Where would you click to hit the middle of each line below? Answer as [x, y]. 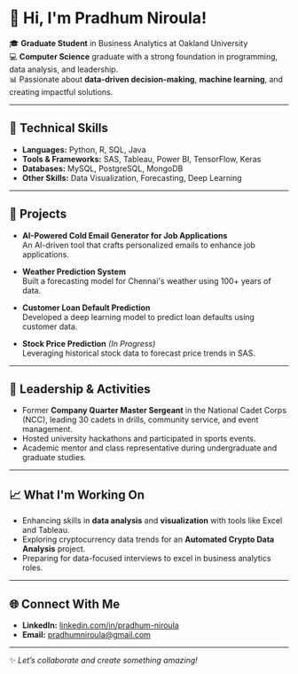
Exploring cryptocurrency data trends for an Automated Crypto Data [148, 539]
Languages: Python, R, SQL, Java [84, 149]
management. [47, 429]
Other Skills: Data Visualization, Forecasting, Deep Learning [132, 177]
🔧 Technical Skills [59, 128]
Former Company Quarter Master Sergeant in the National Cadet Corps [154, 411]
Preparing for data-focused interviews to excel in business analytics [146, 559]
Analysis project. [54, 549]
